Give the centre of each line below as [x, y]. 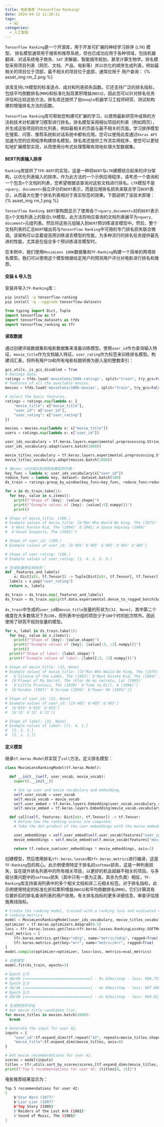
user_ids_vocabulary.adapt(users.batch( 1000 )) [53, 446]
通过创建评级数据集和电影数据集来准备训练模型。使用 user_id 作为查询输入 [79, 348]
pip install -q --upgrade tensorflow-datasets [53, 302]
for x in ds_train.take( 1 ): [34, 491]
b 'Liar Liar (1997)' [35, 1102]
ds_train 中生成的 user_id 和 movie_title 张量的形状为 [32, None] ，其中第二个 [81, 609]
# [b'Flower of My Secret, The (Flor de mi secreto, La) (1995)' [74, 681]
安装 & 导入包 [18, 276]
